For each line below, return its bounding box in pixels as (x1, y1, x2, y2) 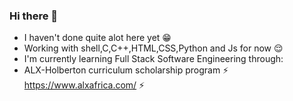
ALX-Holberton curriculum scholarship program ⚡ (23, 64, 229, 76)
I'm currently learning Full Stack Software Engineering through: (23, 53, 284, 65)
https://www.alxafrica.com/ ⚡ (23, 79, 146, 91)
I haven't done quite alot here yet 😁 (23, 32, 172, 44)
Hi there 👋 (9, 9, 59, 23)
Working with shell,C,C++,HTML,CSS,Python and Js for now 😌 (23, 42, 284, 54)
